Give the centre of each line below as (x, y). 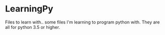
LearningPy (29, 9)
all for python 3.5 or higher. (33, 27)
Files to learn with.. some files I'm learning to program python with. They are (82, 22)
